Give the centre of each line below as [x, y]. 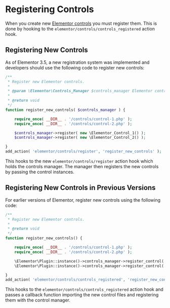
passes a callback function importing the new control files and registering [82, 295]
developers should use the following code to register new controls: [75, 67]
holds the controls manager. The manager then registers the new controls [82, 166]
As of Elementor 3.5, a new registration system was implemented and [77, 62]
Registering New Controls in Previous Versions [80, 188]
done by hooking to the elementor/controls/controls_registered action [80, 28]
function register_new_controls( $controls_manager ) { [65, 110]
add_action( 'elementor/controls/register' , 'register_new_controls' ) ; [83, 151]
